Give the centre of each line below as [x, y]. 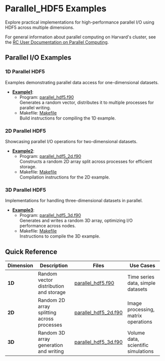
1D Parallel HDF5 [25, 72]
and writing [51, 351]
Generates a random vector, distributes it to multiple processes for [87, 102]
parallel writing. [35, 107]
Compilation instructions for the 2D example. [65, 177]
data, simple [141, 283]
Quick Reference [31, 252]
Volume [136, 333]
